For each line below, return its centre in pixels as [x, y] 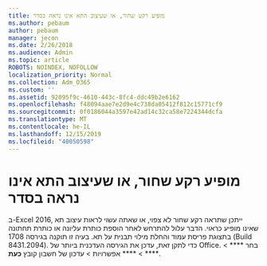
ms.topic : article [39, 61]
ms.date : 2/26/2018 [41, 45]
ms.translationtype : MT [48, 119]
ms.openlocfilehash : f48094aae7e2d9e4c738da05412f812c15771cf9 [116, 104]
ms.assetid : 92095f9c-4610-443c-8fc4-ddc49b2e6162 [94, 97]
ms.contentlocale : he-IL [49, 127]
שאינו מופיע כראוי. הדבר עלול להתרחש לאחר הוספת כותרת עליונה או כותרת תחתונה [133, 229]
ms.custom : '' [32, 90]
